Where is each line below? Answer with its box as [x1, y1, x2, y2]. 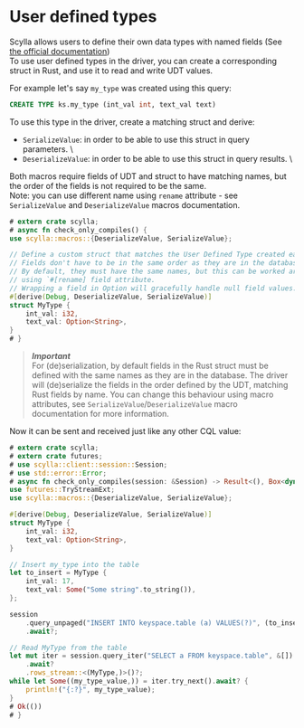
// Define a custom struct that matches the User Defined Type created [9, 251, 285, 260]
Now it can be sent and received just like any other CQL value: [9, 426, 242, 437]
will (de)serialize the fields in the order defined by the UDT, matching [31, 380, 289, 391]
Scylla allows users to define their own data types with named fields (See [9, 36, 282, 47]
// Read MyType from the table [9, 643, 128, 652]
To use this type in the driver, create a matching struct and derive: [9, 116, 255, 128]
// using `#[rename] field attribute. [9, 276, 156, 285]
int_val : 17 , [25, 577, 75, 586]
